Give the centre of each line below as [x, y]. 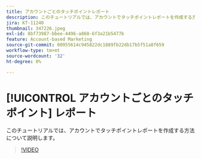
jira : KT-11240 [25, 23]
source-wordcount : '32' [36, 56]
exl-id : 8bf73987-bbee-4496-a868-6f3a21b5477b [65, 34]
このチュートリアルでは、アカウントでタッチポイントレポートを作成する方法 [100, 130]
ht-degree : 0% [24, 61]
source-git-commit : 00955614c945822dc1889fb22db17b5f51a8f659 [85, 45]
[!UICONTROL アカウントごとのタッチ [100, 98]
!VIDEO [30, 150]
